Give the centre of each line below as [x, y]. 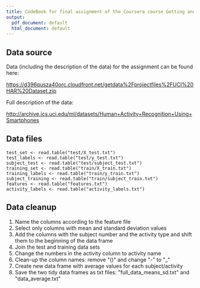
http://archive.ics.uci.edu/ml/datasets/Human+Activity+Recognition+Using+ [99, 114]
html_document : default [41, 28]
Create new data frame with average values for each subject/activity [99, 266]
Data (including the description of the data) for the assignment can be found [100, 67]
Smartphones [23, 120]
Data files [24, 139]
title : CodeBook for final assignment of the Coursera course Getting [96, 12]
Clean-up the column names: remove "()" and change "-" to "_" [93, 259]
